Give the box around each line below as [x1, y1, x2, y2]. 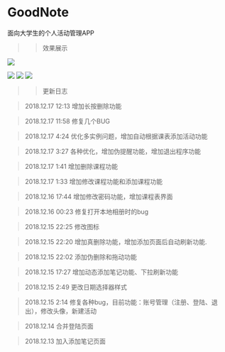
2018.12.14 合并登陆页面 [24, 321, 94, 330]
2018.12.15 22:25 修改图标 [24, 222, 99, 231]
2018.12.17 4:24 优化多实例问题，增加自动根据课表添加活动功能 [24, 132, 208, 141]
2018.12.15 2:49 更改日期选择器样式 [24, 282, 128, 291]
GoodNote [7, 4, 70, 21]
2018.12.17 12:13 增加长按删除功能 [24, 101, 122, 110]
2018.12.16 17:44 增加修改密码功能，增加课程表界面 [24, 192, 173, 201]
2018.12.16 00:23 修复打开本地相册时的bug [24, 207, 149, 216]
